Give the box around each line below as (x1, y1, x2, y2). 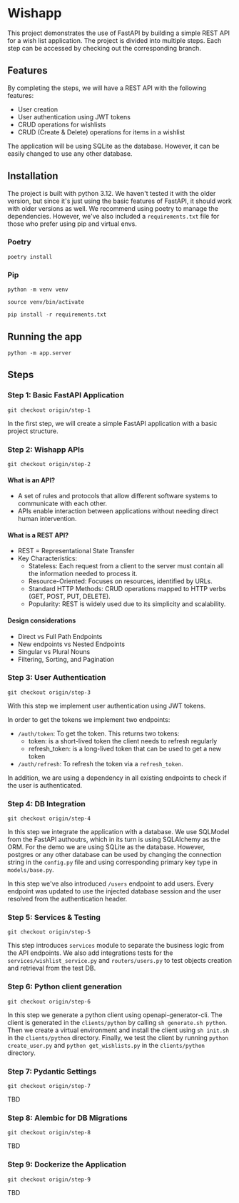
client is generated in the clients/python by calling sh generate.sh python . (7, 1018, 228, 1026)
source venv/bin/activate (7, 299, 84, 306)
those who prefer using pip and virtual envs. (7, 219, 138, 228)
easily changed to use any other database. (7, 149, 133, 158)
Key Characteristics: (17, 554, 78, 563)
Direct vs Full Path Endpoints (17, 632, 103, 640)
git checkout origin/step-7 (7, 1083, 91, 1090)
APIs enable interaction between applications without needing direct (17, 507, 219, 515)
